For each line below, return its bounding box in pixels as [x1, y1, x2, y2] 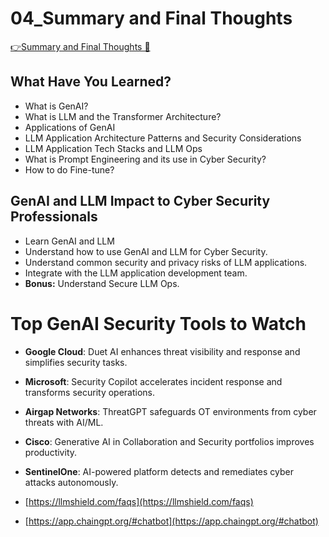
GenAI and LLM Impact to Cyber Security [10, 193, 271, 210]
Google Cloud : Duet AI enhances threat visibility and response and [24, 345, 301, 357]
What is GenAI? [24, 100, 89, 112]
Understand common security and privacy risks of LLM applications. [24, 256, 308, 268]
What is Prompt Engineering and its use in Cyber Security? [24, 153, 267, 165]
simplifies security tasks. [24, 356, 128, 368]
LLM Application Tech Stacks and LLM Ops [24, 142, 203, 154]
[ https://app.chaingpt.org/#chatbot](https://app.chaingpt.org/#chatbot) [24, 515, 319, 527]
